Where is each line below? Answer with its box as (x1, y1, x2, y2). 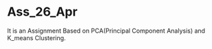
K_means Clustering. (7, 33, 66, 42)
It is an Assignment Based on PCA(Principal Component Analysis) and (7, 27, 205, 35)
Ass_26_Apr (7, 4, 78, 20)
